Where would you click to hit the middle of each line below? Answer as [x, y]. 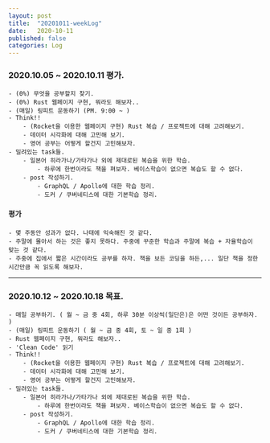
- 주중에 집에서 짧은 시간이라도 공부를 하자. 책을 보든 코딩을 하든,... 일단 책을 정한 [133, 258]
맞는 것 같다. [28, 250]
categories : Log [35, 46]
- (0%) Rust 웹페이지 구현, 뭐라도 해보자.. [74, 103]
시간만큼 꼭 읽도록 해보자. [46, 267]
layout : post [30, 16]
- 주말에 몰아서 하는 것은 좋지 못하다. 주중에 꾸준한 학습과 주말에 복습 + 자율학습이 [131, 241]
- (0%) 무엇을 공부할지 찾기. [51, 94]
